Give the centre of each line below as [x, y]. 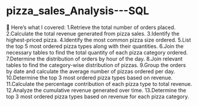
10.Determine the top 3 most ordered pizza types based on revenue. [90, 78]
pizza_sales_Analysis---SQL [78, 11]
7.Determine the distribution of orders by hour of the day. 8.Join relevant [94, 59]
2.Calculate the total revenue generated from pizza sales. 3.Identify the [93, 33]
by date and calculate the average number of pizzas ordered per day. [91, 71]
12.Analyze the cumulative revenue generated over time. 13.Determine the [96, 90]
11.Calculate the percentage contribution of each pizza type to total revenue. [99, 83]
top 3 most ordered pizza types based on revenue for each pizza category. [98, 97]
